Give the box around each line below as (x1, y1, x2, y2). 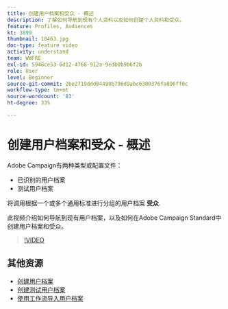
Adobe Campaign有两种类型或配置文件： (7, 161, 123, 169)
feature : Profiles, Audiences (7, 23, 94, 30)
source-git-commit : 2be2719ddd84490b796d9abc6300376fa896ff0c (7, 80, 188, 87)
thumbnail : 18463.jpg (7, 36, 69, 43)
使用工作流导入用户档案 (16, 294, 84, 302)
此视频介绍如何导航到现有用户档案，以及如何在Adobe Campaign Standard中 (7, 214, 222, 222)
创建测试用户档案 (16, 286, 66, 294)
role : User (7, 67, 38, 74)
